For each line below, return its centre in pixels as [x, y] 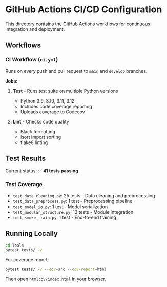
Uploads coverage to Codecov [53, 112]
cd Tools [15, 245]
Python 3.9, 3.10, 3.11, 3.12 [47, 100]
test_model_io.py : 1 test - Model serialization [60, 207]
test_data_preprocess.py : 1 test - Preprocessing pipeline [72, 201]
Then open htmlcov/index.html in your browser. [56, 279]
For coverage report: [27, 260]
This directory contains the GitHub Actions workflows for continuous [78, 24]
